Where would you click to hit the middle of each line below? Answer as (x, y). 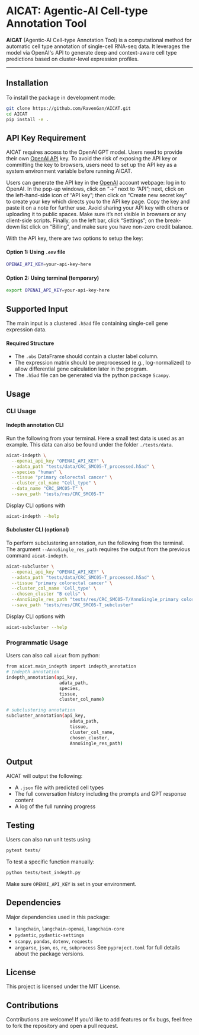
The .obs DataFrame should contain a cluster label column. (86, 356)
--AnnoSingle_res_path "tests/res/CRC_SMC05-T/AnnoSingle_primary (95, 600)
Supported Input (37, 309)
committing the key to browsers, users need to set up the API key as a (92, 165)
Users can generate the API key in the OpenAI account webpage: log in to (96, 183)
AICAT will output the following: (44, 776)
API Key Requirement (46, 138)
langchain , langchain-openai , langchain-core (69, 928)
